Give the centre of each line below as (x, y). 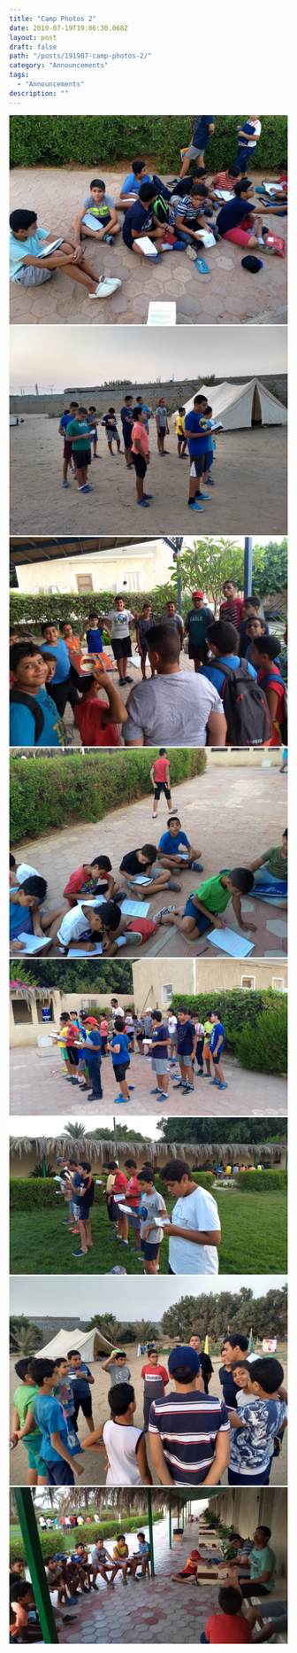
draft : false (33, 47)
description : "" (39, 93)
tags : (19, 75)
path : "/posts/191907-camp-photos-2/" (80, 56)
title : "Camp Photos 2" (53, 19)
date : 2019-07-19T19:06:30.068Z (69, 28)
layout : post (33, 37)
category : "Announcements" (59, 66)
